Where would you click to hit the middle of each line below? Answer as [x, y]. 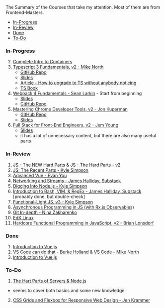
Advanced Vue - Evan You [40, 175]
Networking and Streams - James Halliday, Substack [67, 181]
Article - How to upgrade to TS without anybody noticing [78, 83]
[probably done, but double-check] [49, 197]
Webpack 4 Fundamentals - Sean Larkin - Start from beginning [77, 94]
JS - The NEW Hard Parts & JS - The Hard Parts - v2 [67, 165]
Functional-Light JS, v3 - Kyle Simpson [53, 202]
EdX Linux [23, 217]
